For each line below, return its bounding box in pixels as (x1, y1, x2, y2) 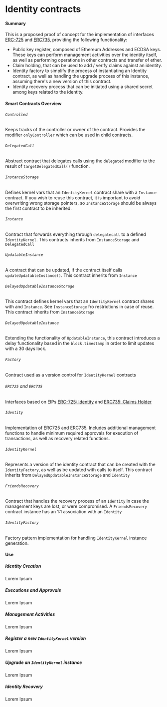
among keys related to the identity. (12, 89, 84, 95)
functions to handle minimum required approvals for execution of (5, 430, 139, 436)
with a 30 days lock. (5, 345, 46, 351)
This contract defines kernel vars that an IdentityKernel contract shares (5, 298, 155, 304)
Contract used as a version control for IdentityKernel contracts (5, 372, 136, 378)
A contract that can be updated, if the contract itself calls (5, 267, 123, 273)
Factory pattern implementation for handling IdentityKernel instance (5, 535, 147, 541)
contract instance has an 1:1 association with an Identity (5, 509, 122, 515)
